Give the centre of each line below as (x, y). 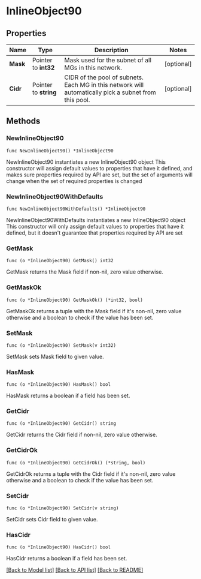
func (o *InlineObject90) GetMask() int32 (60, 261)
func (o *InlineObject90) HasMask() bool (59, 385)
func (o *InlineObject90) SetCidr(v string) (63, 508)
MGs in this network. (93, 67)
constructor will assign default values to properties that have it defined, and (99, 168)
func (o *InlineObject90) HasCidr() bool (59, 547)
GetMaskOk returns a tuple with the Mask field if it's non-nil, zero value (94, 311)
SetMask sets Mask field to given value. (55, 356)
